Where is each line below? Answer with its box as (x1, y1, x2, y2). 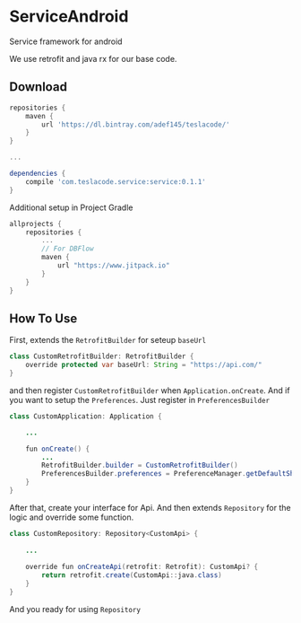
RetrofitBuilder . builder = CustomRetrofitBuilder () (41, 461, 239, 470)
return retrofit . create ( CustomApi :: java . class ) (41, 571, 222, 580)
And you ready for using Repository (9, 603, 142, 614)
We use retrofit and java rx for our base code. (9, 53, 177, 64)
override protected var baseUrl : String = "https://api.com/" (25, 361, 262, 370)
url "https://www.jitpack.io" (56, 261, 170, 270)
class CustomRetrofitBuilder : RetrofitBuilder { (9, 352, 194, 361)
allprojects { (9, 219, 63, 228)
